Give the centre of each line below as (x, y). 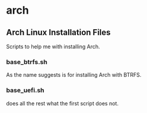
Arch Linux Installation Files (58, 32)
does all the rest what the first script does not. (62, 103)
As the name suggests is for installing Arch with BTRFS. (74, 75)
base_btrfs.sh (27, 62)
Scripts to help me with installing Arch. (53, 46)
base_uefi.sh (25, 90)
